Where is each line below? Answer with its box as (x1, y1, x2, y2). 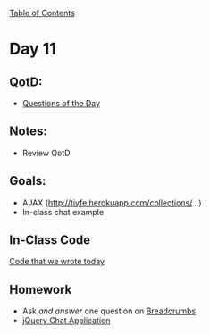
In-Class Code (9, 232, 91, 248)
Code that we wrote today (9, 256, 105, 267)
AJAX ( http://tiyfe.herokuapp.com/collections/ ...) (21, 196, 203, 208)
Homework (9, 281, 72, 297)
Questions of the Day (21, 98, 101, 108)
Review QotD (21, 147, 71, 158)
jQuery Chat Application (21, 315, 111, 326)
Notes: (9, 124, 47, 139)
